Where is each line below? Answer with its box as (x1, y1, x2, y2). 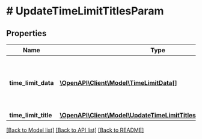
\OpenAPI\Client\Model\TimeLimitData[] (60, 79, 177, 87)
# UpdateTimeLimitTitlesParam (6, 4, 164, 18)
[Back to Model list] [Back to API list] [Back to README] (6, 126, 144, 134)
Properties (6, 28, 47, 39)
